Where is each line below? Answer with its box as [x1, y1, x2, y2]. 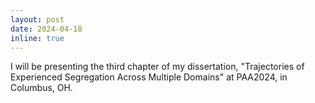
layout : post [10, 14, 65, 25]
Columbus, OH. [10, 82, 73, 94]
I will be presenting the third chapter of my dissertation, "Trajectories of [10, 61, 305, 73]
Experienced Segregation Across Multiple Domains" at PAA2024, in [10, 71, 288, 83]
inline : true [10, 33, 65, 43]
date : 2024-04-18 [10, 24, 83, 34]
